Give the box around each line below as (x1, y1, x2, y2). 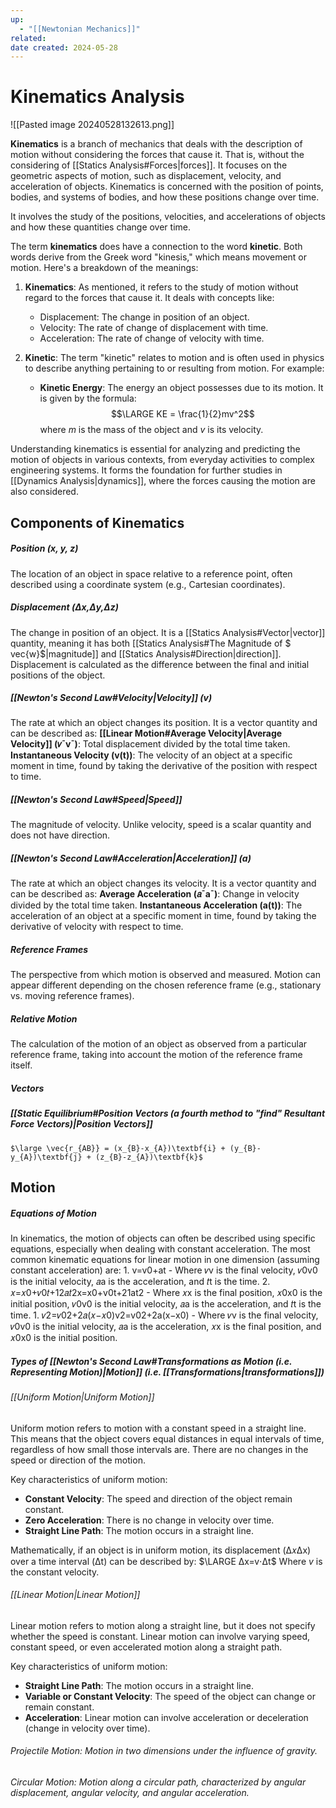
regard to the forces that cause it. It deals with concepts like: (24, 292, 275, 304)
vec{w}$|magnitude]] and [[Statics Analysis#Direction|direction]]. (10, 647, 282, 660)
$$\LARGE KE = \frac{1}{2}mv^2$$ (110, 408, 255, 420)
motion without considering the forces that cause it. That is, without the (10, 149, 305, 161)
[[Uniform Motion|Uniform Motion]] (10, 1391, 155, 1403)
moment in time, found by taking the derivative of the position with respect (10, 760, 318, 772)
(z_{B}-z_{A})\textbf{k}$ (95, 1152, 203, 1162)
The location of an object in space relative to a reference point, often (10, 567, 293, 580)
